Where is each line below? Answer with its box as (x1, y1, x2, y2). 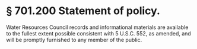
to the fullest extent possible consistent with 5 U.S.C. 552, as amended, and (6, 30, 191, 37)
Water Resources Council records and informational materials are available (6, 24, 189, 31)
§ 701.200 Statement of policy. (6, 4, 160, 18)
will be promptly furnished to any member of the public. (6, 36, 142, 43)
